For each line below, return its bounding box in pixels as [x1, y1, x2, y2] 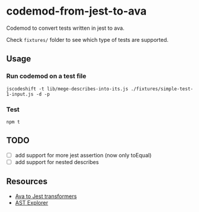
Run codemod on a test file [6, 72, 86, 80]
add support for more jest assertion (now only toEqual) [15, 151, 152, 159]
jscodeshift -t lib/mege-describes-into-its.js [6, 86, 129, 92]
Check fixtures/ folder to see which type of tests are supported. [6, 36, 169, 43]
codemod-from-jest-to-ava [6, 4, 147, 18]
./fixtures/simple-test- [131, 86, 194, 92]
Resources [6, 176, 48, 186]
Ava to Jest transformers [15, 193, 77, 200]
